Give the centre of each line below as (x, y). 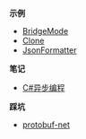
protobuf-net (46, 125)
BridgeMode (45, 31)
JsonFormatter (50, 50)
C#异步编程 (43, 87)
